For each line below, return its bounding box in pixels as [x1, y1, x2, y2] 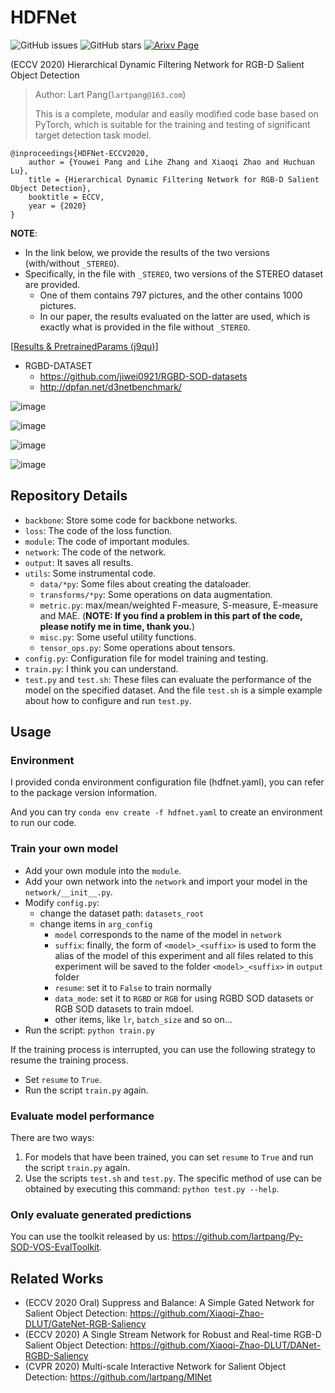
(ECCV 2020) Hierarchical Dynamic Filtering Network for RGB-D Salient [10, 58, 305, 70]
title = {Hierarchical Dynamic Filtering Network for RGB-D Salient [28, 174, 320, 185]
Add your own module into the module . [24, 864, 182, 876]
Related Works [10, 1270, 104, 1287]
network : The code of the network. [24, 546, 167, 558]
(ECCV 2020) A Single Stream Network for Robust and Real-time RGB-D [24, 1329, 322, 1341]
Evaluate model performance [10, 1109, 155, 1123]
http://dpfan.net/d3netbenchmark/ [39, 381, 182, 393]
